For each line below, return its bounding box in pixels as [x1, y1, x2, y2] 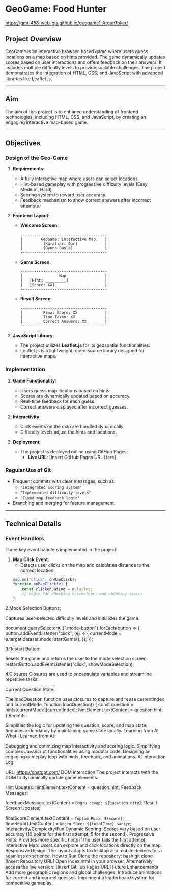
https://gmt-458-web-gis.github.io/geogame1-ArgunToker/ [5, 20, 128, 26]
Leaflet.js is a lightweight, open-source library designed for [20, 348, 145, 354]
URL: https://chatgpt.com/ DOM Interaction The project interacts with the [5, 769, 158, 775]
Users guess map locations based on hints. [20, 387, 111, 393]
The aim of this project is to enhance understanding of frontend [5, 108, 138, 115]
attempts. [20, 202, 41, 209]
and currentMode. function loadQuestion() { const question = [5, 701, 134, 707]
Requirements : [12, 166, 45, 172]
